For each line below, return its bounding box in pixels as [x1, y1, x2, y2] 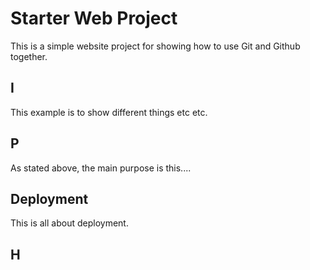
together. [10, 50, 48, 62]
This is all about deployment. [10, 217, 129, 229]
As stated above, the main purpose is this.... [10, 162, 192, 174]
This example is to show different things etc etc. [10, 106, 208, 118]
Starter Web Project [10, 7, 178, 30]
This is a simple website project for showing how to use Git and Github [10, 40, 301, 52]
